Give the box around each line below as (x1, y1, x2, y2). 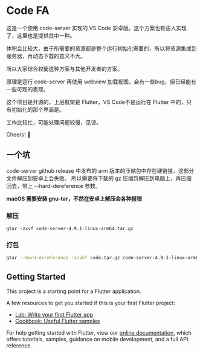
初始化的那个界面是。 (11, 106, 65, 113)
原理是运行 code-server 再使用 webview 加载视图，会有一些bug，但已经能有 (6, 78, 197, 85)
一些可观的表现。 (6, 85, 49, 92)
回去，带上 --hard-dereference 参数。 (6, 182, 101, 189)
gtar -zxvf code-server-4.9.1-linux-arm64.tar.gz (6, 226, 134, 232)
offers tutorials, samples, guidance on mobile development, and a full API (6, 336, 188, 343)
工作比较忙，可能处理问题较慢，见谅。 (6, 118, 101, 126)
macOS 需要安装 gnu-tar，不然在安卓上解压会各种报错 (6, 195, 143, 202)
